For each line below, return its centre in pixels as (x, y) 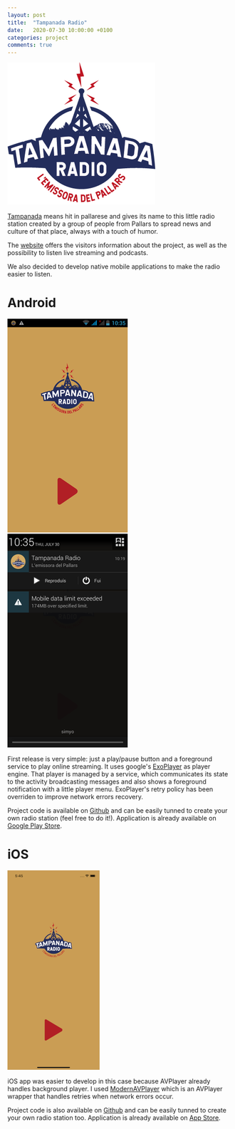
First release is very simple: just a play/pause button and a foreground (110, 759)
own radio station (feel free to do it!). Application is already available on (112, 818)
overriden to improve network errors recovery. (75, 797)
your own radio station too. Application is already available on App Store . (114, 1118)
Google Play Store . (35, 826)
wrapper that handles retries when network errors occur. (91, 1096)
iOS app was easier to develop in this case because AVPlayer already (109, 1081)
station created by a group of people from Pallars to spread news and (109, 224)
